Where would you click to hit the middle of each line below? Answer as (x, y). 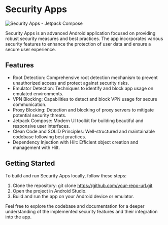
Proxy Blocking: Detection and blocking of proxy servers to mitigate (83, 109)
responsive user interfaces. (41, 126)
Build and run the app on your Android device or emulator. (73, 196)
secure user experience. (31, 49)
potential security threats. (40, 115)
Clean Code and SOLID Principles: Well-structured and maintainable (84, 131)
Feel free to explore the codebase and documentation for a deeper (75, 206)
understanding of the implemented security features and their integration (82, 211)
